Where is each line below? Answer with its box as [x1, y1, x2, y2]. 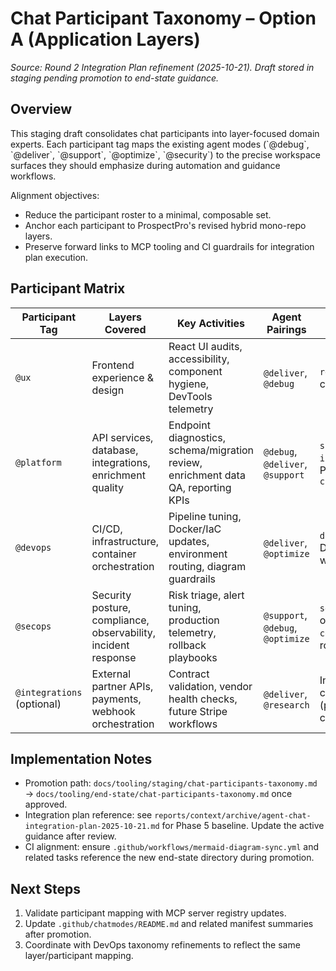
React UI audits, [168, 339, 243, 353]
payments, [91, 692, 142, 706]
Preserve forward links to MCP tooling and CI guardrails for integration [24, 240, 315, 252]
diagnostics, [168, 430, 226, 444]
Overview [10, 101, 73, 118]
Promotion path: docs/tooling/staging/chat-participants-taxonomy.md [24, 777, 318, 789]
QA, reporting [168, 480, 232, 494]
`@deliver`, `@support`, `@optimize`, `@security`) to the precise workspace [10, 148, 321, 161]
